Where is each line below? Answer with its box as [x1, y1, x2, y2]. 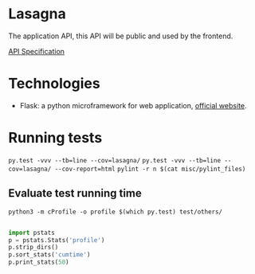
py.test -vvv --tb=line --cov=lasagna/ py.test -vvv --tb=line [8, 156, 222, 164]
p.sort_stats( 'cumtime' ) [8, 251, 91, 259]
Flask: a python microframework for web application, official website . [19, 100, 247, 110]
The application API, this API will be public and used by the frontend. [8, 31, 233, 41]
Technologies [8, 75, 101, 92]
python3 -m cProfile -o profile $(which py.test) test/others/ [8, 208, 223, 216]
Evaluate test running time [8, 186, 142, 200]
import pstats [8, 229, 56, 237]
